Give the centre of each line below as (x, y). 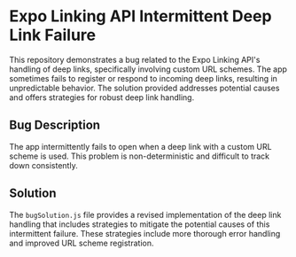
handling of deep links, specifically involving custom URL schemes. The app (148, 69)
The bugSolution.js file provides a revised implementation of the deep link (145, 214)
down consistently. (43, 165)
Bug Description (55, 125)
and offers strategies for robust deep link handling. (102, 97)
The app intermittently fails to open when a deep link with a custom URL (140, 146)
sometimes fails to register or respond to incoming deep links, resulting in (143, 78)
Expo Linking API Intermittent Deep (140, 16)
